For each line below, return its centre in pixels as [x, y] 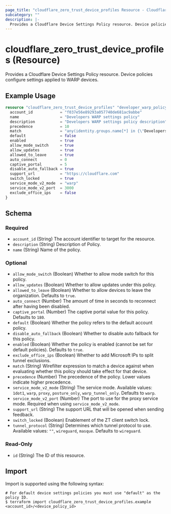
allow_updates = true [42, 150]
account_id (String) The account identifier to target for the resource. [84, 239]
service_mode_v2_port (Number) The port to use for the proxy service [85, 398]
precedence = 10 [40, 126]
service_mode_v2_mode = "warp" [44, 183]
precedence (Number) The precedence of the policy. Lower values [81, 377]
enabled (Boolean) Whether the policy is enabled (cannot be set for [83, 344]
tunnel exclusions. [32, 361]
